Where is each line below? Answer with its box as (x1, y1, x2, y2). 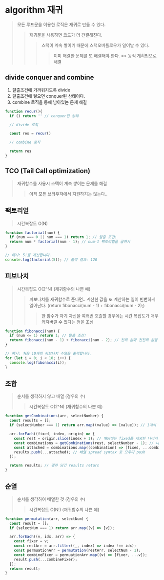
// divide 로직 (9, 122, 38, 127)
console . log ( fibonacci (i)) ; (9, 360, 67, 365)
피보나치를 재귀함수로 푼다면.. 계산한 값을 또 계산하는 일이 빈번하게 (29, 296, 156, 302)
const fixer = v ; (14, 539, 49, 544)
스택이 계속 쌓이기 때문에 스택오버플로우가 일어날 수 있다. (41, 42, 150, 48)
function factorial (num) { (5, 230, 60, 235)
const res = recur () (9, 131, 51, 136)
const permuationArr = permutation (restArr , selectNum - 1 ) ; (14, 548, 141, 553)
